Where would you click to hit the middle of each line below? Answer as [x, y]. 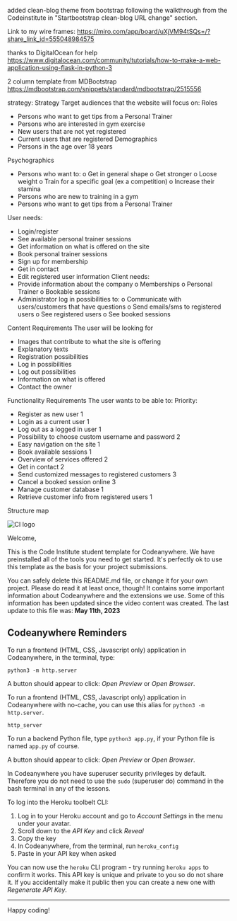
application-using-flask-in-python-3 [60, 68]
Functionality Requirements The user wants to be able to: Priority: [102, 400]
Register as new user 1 [50, 414]
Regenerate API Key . [37, 889]
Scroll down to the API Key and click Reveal [81, 830]
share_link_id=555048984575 [51, 39]
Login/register [38, 231]
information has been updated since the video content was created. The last [118, 603]
